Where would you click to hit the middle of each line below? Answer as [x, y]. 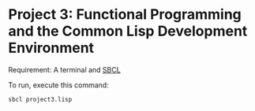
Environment [51, 48]
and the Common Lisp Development [128, 31]
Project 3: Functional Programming [125, 15]
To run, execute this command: [58, 85]
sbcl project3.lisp [40, 99]
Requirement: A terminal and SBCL [64, 69]
